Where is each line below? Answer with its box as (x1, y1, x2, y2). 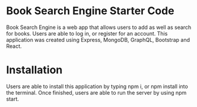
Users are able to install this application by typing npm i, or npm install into (6, 83, 188, 90)
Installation (6, 63, 63, 77)
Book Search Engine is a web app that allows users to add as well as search (6, 24, 192, 31)
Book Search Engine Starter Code (6, 4, 174, 18)
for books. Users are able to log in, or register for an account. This (6, 30, 168, 37)
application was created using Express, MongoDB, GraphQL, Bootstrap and (6, 36, 190, 43)
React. (6, 43, 22, 50)
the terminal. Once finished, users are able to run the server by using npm (6, 89, 187, 96)
